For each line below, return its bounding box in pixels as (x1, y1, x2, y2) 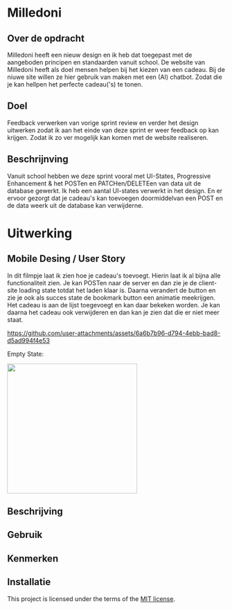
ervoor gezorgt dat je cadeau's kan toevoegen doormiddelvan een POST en (7, 194, 224, 202)
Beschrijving (7, 505, 64, 517)
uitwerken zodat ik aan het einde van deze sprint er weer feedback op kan (7, 126, 220, 134)
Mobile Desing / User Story (7, 253, 126, 264)
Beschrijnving (7, 154, 69, 165)
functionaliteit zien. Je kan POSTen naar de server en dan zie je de (7, 278, 197, 287)
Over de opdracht (7, 33, 85, 44)
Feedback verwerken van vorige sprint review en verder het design (7, 118, 199, 127)
